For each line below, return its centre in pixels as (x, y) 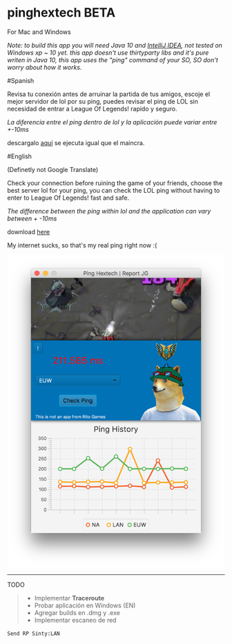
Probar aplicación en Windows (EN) (85, 605)
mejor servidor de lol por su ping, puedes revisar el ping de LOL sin (103, 101)
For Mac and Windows (39, 32)
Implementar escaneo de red (75, 620)
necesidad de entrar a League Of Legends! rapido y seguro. (92, 108)
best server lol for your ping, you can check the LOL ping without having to (114, 190)
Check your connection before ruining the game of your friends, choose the (115, 183)
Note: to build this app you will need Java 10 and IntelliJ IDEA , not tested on (115, 45)
